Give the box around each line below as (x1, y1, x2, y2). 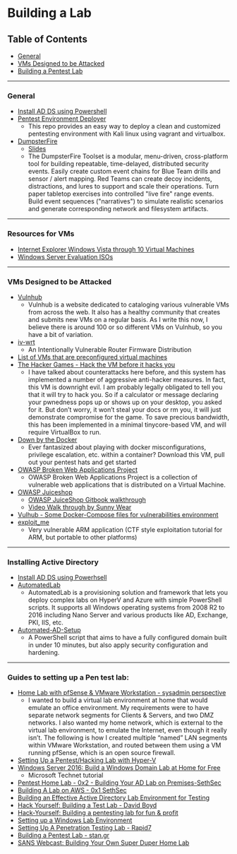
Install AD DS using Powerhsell (17, 574, 107, 582)
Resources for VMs (7, 229, 75, 239)
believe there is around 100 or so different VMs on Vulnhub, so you (28, 323, 222, 331)
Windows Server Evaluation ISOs (17, 252, 114, 261)
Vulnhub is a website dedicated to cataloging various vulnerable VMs (28, 300, 230, 309)
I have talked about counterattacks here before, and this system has (28, 367, 226, 376)
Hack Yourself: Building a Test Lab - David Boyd (17, 801, 157, 809)
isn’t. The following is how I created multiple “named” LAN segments (28, 733, 228, 742)
